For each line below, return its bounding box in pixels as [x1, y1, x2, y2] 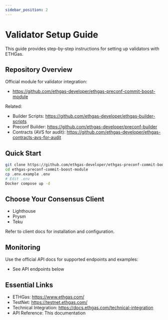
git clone [5, 163, 26, 168]
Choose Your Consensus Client [5, 195, 104, 203]
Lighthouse [12, 208, 36, 214]
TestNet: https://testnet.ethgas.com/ [12, 299, 87, 305]
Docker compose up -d [5, 181, 50, 186]
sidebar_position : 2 [5, 7, 48, 13]
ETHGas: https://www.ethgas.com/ [12, 294, 84, 300]
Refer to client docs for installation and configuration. [5, 229, 115, 235]
